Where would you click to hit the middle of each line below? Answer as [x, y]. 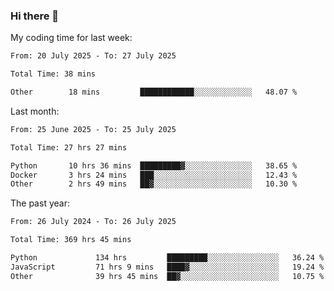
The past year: [40, 203]
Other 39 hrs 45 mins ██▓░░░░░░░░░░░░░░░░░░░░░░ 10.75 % [167, 276]
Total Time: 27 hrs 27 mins [69, 147]
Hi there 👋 [35, 16]
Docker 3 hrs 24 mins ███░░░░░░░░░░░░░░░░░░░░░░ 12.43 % [154, 175]
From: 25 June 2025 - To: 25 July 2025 [93, 129]
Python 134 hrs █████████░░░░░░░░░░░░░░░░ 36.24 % [167, 258]
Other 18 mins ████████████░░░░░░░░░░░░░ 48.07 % [154, 92]
